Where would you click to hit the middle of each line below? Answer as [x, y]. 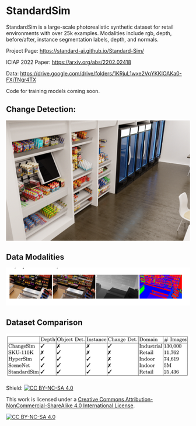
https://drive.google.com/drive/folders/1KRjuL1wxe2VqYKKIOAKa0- [101, 73]
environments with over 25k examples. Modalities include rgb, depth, [89, 33]
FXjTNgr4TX [21, 80]
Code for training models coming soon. [53, 91]
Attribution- [139, 400]
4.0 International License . [104, 406]
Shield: [14, 388]
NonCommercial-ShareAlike [39, 406]
